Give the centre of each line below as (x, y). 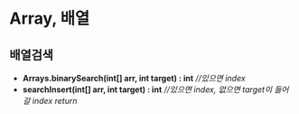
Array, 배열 (50, 19)
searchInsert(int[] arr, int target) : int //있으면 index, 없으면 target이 (147, 90)
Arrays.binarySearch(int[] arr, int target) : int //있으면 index (134, 78)
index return (55, 101)
